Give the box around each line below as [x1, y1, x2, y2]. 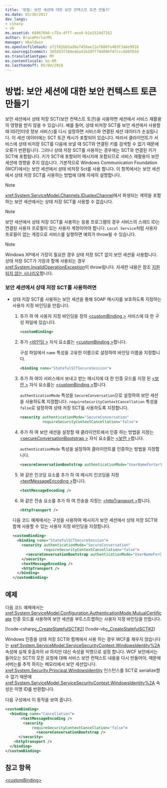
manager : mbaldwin [5, 40, 43, 45]
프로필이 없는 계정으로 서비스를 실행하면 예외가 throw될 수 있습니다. [5, 232, 136, 238]
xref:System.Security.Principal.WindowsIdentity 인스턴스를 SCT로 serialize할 [5, 667, 161, 674]
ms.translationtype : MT [5, 53, 55, 59]
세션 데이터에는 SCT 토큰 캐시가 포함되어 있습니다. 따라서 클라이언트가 [16, 135, 153, 141]
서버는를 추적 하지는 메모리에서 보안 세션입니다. [5, 661, 97, 667]
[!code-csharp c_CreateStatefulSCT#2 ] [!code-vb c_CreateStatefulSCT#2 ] [5, 626, 156, 632]
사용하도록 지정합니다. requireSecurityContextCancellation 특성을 [25, 399, 158, 405]
